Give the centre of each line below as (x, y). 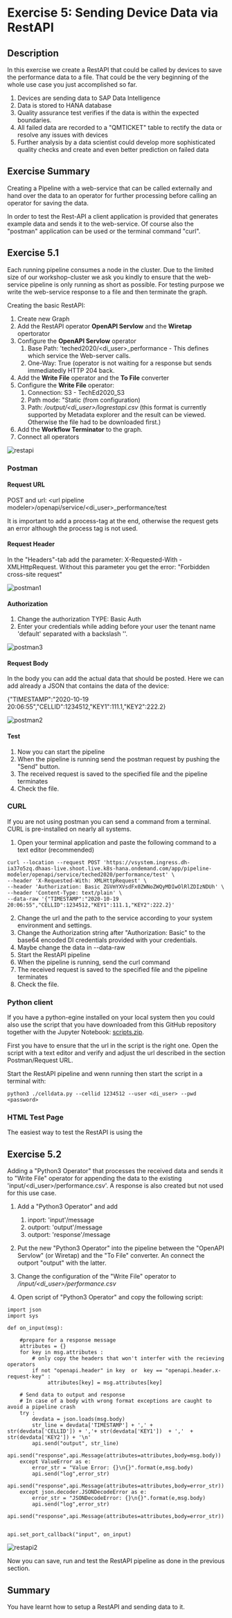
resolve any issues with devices (63, 135)
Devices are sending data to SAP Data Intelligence (89, 98)
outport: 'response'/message (69, 1235)
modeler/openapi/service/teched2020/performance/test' (88, 875)
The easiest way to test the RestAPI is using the (75, 1132)
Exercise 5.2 (35, 1154)
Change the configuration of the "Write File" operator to (97, 1276)
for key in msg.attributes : (62, 1352)
